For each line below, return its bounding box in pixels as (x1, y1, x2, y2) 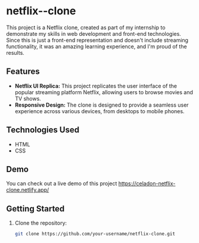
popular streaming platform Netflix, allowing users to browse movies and (14, 88, 194, 96)
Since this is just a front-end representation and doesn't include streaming (6, 36, 189, 43)
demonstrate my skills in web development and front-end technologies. (6, 30, 182, 37)
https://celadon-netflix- (118, 180, 176, 187)
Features (6, 67, 40, 77)
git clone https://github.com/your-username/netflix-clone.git (14, 231, 176, 237)
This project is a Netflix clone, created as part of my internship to (6, 24, 166, 31)
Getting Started (6, 204, 65, 214)
